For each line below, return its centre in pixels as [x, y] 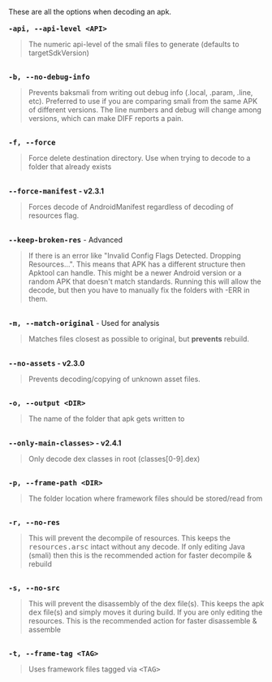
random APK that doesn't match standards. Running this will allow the [145, 281]
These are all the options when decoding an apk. [90, 12]
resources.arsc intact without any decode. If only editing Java [136, 547]
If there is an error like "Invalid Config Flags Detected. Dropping [134, 256]
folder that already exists [70, 167]
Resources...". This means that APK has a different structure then [137, 264]
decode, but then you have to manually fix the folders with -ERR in [139, 290]
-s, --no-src [35, 588]
